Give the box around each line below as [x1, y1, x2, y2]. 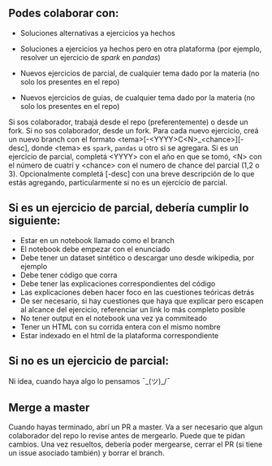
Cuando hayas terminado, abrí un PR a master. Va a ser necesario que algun [8, 422, 263, 432]
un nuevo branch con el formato [8, 134, 116, 144]
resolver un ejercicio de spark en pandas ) [19, 52, 161, 62]
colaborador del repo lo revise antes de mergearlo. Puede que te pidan [8, 431, 245, 441]
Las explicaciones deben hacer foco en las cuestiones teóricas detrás [19, 287, 254, 297]
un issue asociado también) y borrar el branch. [8, 448, 165, 458]
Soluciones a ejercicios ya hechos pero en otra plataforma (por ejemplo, [19, 44, 262, 54]
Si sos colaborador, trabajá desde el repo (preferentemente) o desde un [8, 117, 249, 127]
